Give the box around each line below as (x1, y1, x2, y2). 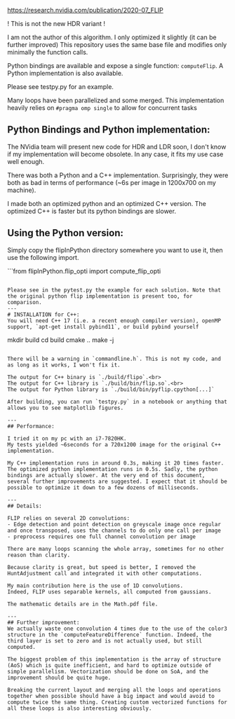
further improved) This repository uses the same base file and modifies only (7, 41, 227, 48)
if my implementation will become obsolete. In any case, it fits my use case (7, 150, 224, 158)
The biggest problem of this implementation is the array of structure (7, 655, 221, 663)
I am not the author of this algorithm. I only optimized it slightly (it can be (7, 33, 217, 41)
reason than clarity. (7, 552, 71, 559)
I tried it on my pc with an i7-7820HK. (7, 434, 128, 442)
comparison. (7, 299, 42, 306)
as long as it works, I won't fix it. (7, 361, 121, 369)
